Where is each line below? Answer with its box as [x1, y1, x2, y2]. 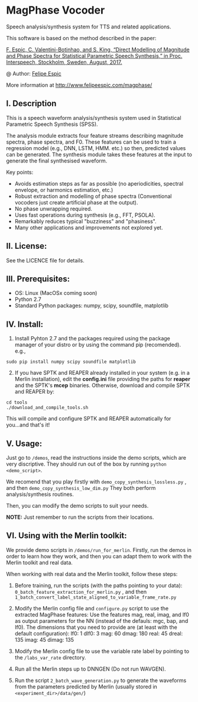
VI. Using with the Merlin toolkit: [6, 531, 127, 541]
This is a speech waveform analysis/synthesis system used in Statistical [6, 114, 181, 121]
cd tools [6, 399, 28, 405]
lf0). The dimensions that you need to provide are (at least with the [14, 623, 177, 630]
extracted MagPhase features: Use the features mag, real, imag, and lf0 [14, 611, 189, 618]
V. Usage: [6, 438, 43, 448]
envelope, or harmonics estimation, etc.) [14, 186, 113, 193]
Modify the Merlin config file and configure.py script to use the [14, 604, 169, 612]
